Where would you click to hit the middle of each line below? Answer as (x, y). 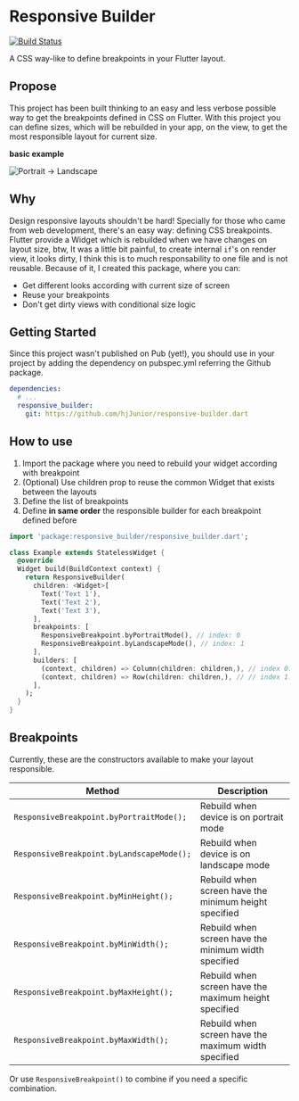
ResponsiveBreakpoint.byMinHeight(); (93, 896)
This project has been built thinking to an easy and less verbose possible (143, 108)
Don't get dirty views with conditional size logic (109, 304)
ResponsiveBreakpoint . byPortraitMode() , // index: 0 (141, 635)
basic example (37, 153)
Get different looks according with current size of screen (126, 285)
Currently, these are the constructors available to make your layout (131, 759)
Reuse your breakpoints (65, 294)
